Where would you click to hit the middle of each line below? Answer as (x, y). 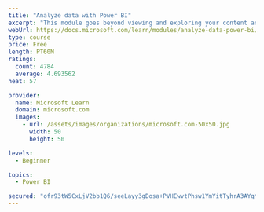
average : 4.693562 (46, 74)
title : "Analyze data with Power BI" (70, 15)
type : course (29, 37)
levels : (21, 153)
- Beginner (33, 161)
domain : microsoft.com (52, 110)
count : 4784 (35, 67)
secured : (22, 196)
